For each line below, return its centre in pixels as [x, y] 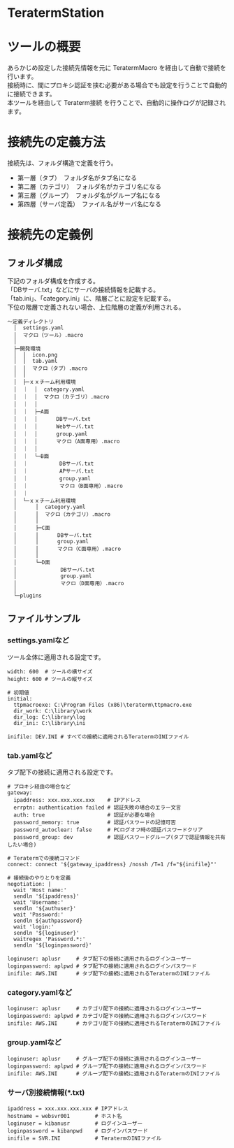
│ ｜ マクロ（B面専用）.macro [68, 486]
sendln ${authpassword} [48, 921]
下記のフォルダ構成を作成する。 [53, 281]
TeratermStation [56, 13]
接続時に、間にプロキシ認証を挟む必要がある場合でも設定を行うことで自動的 [117, 85]
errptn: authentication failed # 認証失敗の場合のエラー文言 [97, 808]
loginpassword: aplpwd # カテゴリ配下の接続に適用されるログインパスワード [107, 1016]
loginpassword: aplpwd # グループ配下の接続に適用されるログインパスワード [107, 1066]
